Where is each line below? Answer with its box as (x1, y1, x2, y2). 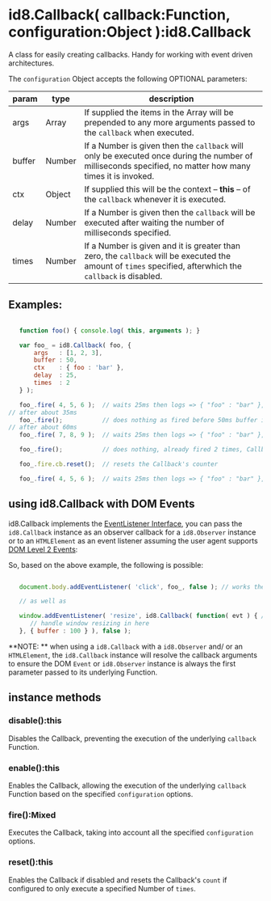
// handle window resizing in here (29, 620, 150, 628)
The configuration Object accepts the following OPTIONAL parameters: (8, 74, 248, 83)
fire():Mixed (8, 809, 56, 820)
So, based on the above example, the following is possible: (8, 560, 204, 569)
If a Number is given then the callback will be (84, 206, 256, 218)
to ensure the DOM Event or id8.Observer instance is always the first (8, 658, 236, 668)
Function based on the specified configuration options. (8, 789, 194, 798)
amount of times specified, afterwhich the (84, 260, 242, 272)
